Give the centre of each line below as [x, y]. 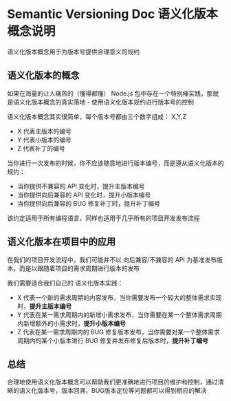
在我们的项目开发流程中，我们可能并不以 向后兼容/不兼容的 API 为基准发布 [112, 259]
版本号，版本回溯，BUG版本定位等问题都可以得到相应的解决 [122, 391]
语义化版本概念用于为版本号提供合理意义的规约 [73, 52]
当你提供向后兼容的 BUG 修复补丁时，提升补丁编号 [88, 203]
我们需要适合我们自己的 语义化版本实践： [65, 283]
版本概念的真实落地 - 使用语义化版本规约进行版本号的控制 [112, 102]
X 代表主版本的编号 [44, 131]
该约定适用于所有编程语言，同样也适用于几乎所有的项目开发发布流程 [103, 218]
